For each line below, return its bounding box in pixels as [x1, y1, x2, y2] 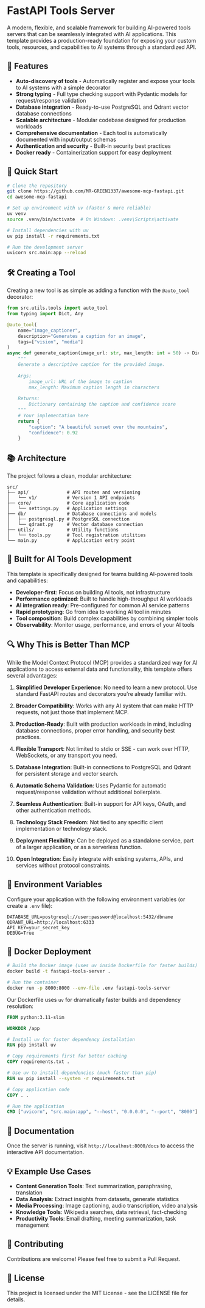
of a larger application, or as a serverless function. [15, 843, 142, 850]
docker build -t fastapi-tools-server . [7, 968, 111, 974]
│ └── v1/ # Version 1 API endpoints [7, 495, 136, 501]
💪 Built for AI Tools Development [7, 554, 132, 564]
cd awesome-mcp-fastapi [7, 194, 68, 200]
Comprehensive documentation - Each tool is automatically [15, 129, 167, 136]
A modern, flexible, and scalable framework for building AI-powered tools [7, 24, 191, 31]
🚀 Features [7, 61, 49, 71]
